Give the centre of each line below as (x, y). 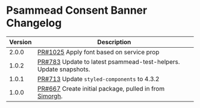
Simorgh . (50, 96)
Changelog (34, 23)
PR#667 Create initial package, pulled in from (101, 88)
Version (21, 42)
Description (114, 42)
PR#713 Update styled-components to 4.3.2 (99, 79)
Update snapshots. (64, 69)
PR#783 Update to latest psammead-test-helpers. (109, 61)
